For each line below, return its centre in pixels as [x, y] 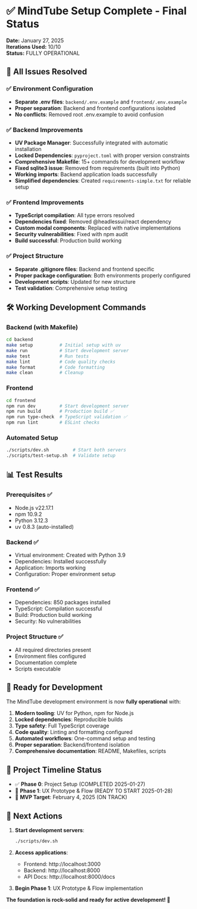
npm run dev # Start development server [68, 406]
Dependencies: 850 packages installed [62, 603]
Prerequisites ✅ [29, 495]
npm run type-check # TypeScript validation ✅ [67, 417]
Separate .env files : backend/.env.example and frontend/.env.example [101, 102]
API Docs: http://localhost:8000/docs [69, 876]
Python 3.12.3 [31, 520]
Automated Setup [32, 437]
